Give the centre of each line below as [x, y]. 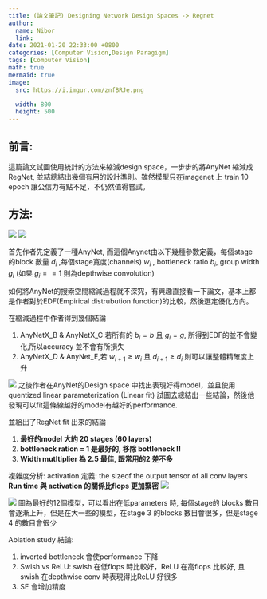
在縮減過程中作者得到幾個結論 [57, 318]
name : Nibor [35, 30]
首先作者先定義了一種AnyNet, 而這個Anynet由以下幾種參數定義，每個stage [131, 252]
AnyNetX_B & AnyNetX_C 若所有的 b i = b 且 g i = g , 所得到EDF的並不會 [135, 336]
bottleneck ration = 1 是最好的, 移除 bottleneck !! [100, 449]
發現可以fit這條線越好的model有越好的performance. [93, 405]
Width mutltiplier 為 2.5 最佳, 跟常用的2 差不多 [96, 458]
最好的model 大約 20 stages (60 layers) [86, 438]
